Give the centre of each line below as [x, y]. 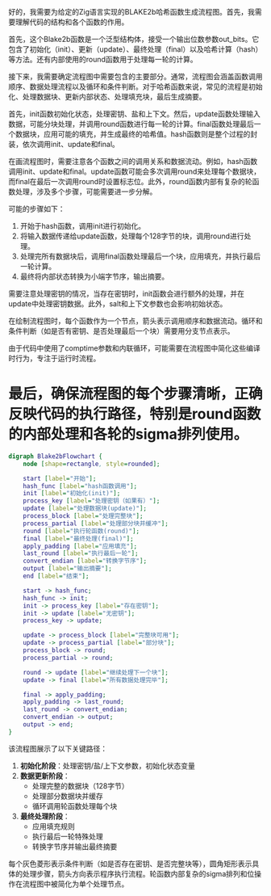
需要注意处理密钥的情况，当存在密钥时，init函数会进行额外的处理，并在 [126, 294]
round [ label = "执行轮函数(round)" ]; [81, 531]
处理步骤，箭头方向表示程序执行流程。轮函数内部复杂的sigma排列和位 [138, 873]
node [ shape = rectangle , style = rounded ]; [92, 464]
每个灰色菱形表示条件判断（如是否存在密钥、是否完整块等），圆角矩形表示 [130, 864]
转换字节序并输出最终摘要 [75, 846]
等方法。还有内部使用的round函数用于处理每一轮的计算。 [103, 59]
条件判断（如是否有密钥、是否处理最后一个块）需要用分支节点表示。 [121, 331]
